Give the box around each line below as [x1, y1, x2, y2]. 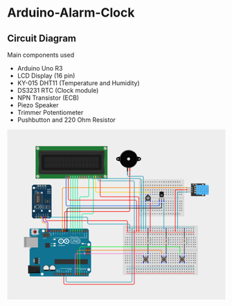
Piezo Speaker [17, 101, 59, 109]
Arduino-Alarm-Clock [7, 5, 135, 21]
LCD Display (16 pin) [17, 71, 75, 80]
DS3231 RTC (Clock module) [17, 87, 99, 94]
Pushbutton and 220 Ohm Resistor [17, 116, 116, 124]
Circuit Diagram [7, 33, 76, 44]
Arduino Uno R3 [17, 64, 64, 72]
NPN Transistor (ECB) [17, 93, 80, 102]
